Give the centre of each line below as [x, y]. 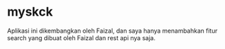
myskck [30, 12]
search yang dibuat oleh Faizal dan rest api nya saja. [82, 37]
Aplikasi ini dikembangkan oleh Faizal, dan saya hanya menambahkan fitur [112, 31]
